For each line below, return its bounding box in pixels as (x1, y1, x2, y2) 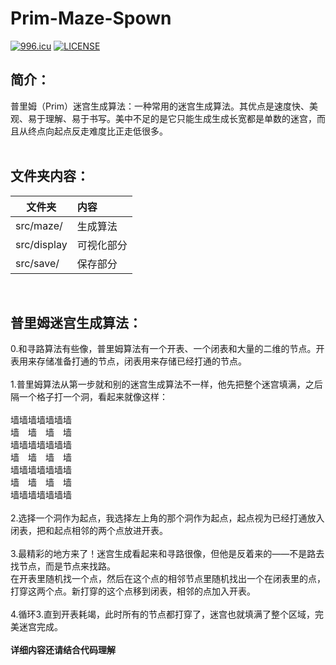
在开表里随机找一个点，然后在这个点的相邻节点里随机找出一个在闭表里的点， (10, 573, 326, 585)
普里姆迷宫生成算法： (10, 314, 142, 331)
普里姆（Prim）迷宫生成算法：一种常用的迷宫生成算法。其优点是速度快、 (10, 100, 310, 112)
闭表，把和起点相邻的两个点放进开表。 (10, 525, 168, 537)
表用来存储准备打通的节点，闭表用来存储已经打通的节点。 (10, 355, 247, 367)
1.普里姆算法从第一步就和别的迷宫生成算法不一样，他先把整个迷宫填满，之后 (10, 378, 323, 391)
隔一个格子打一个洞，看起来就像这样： (10, 391, 168, 403)
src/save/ (15, 256, 60, 270)
